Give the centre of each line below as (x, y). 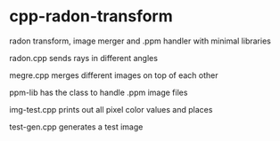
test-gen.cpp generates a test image (76, 127)
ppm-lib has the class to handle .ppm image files (99, 92)
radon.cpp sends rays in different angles (84, 58)
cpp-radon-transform (91, 16)
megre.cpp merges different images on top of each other (114, 75)
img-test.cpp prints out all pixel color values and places (111, 109)
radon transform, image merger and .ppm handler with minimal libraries (140, 41)
